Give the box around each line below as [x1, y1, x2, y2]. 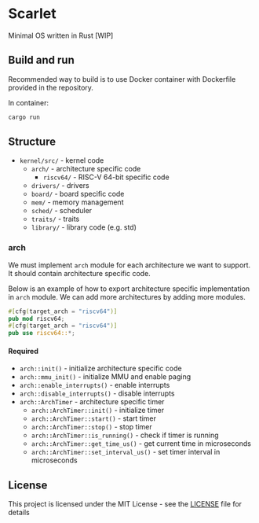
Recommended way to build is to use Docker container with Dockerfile [8, 74, 236, 83]
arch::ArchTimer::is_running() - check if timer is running [31, 430, 219, 440]
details [8, 508, 30, 517]
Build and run [8, 53, 75, 67]
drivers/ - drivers [31, 181, 89, 190]
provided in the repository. [8, 83, 94, 92]
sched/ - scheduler [31, 206, 93, 215]
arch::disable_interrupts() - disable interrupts [19, 389, 175, 398]
